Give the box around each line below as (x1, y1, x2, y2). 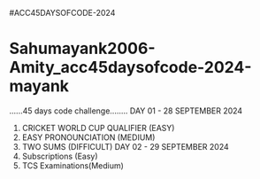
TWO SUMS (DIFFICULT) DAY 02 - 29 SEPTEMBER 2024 (21, 141, 230, 152)
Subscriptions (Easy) (21, 151, 99, 161)
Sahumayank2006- (9, 39, 156, 58)
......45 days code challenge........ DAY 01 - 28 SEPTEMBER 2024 (9, 105, 243, 116)
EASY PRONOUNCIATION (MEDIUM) (21, 132, 156, 143)
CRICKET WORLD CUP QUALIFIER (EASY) (21, 122, 175, 133)
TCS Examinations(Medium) (21, 160, 124, 171)
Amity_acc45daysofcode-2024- (9, 58, 252, 78)
